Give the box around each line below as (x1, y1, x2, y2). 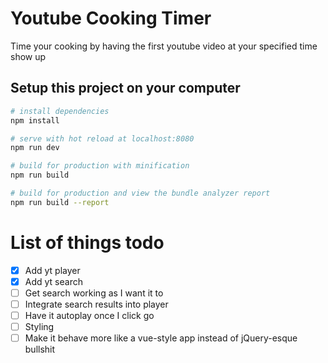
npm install (10, 115, 60, 126)
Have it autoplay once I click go (24, 309, 155, 321)
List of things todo (10, 231, 165, 254)
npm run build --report (10, 197, 110, 207)
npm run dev (10, 143, 60, 153)
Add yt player (24, 264, 81, 276)
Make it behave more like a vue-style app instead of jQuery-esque (24, 332, 298, 344)
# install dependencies (10, 106, 110, 116)
